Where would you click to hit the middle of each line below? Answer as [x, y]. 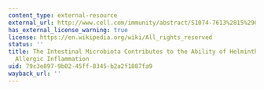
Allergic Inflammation [52, 59]
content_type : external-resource [63, 15]
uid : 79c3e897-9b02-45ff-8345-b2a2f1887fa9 [81, 67]
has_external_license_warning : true [68, 30]
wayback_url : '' [35, 74]
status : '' [26, 45]
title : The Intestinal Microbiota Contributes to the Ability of [117, 52]
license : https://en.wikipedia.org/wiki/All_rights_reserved [110, 37]
